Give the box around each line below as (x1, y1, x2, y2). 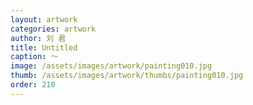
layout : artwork (10, 14, 78, 25)
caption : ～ (10, 52, 59, 62)
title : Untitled (10, 42, 78, 53)
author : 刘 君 (10, 33, 67, 43)
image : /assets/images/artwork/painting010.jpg (10, 61, 213, 71)
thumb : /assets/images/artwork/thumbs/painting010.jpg (10, 71, 244, 81)
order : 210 (10, 80, 56, 90)
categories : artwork (10, 24, 97, 34)
